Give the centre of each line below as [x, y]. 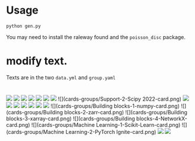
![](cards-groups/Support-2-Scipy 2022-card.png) [120, 99]
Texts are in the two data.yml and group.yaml [61, 77]
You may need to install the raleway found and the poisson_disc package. [96, 37]
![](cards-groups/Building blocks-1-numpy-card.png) [115, 106]
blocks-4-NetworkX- [162, 118]
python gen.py [24, 26]
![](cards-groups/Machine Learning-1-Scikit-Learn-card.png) [106, 125]
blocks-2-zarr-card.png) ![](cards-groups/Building [126, 113]
